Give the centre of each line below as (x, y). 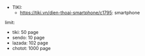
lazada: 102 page (30, 43)
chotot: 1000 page (31, 48)
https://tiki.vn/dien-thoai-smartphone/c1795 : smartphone (80, 13)
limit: (10, 22)
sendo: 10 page (28, 38)
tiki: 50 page (25, 32)
